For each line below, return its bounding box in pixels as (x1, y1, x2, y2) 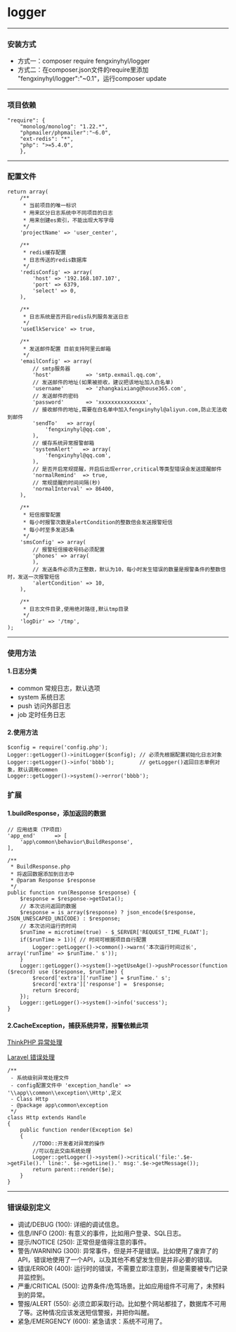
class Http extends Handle (7, 1114, 86, 1121)
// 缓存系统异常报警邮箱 (32, 440, 95, 447)
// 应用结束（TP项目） (7, 826, 65, 833)
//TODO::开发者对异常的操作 (32, 1140, 105, 1147)
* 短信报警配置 (22, 511, 61, 518)
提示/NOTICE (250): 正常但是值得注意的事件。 (17, 1238, 150, 1246)
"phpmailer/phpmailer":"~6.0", (20, 129, 112, 136)
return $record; (32, 987, 80, 994)
